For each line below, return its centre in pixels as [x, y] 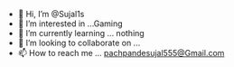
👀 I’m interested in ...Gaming [70, 24]
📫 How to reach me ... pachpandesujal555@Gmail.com [121, 53]
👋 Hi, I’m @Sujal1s [51, 14]
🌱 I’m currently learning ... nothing [81, 33]
